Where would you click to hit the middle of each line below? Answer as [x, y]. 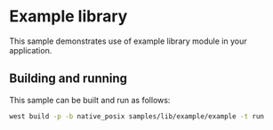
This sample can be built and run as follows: [90, 100]
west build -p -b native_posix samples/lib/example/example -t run [137, 116]
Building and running [68, 79]
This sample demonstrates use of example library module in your [128, 41]
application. [31, 50]
